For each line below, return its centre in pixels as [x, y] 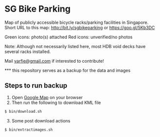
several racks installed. [28, 51]
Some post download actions [41, 120]
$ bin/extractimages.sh [29, 130]
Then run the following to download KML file [56, 103]
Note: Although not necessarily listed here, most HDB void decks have [75, 46]
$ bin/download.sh [23, 111]
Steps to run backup [36, 86]
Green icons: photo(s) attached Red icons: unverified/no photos [69, 37]
